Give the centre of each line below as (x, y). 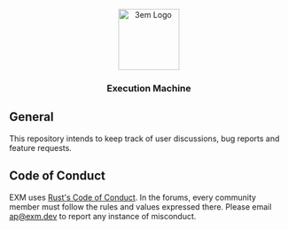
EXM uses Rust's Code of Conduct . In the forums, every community (133, 197)
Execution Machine (149, 88)
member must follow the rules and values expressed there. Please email (140, 206)
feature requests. (41, 147)
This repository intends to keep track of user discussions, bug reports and (144, 139)
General (32, 117)
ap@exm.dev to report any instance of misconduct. (103, 216)
